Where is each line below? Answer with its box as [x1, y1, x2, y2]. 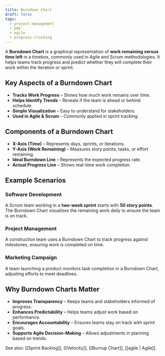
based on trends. [12, 335, 48, 341]
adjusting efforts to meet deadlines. [5, 271, 78, 277]
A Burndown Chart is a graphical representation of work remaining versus [5, 48, 159, 55]
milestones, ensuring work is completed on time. [5, 242, 105, 248]
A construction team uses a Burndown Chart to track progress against [5, 236, 148, 242]
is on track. [5, 213, 28, 219]
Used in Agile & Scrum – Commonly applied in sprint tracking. [12, 113, 139, 119]
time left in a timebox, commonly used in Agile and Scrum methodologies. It [5, 54, 160, 60]
